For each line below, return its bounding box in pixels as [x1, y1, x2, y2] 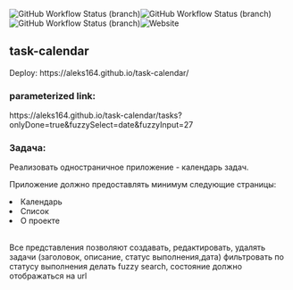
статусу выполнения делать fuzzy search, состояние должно [9, 261, 243, 272]
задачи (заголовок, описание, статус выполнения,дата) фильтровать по [9, 252, 284, 262]
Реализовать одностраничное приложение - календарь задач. [9, 162, 249, 173]
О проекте [21, 215, 61, 227]
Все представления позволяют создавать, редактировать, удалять [9, 242, 266, 253]
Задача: [9, 142, 46, 154]
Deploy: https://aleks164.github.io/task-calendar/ [9, 67, 189, 78]
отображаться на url [9, 270, 88, 281]
